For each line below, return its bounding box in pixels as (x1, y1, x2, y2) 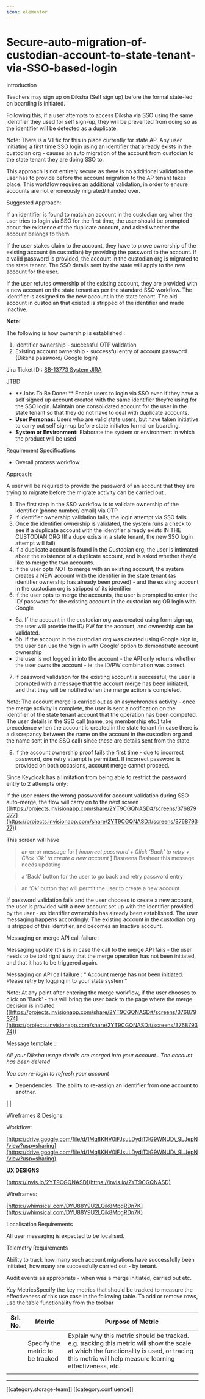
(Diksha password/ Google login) (15, 354, 98, 361)
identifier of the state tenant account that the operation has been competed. (6, 711, 198, 718)
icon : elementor (6, 9, 48, 15)
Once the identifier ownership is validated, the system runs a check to (15, 520, 192, 527)
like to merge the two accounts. (15, 559, 95, 566)
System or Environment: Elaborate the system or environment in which (15, 428, 195, 436)
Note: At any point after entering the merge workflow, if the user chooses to (6, 989, 196, 996)
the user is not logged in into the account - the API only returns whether (15, 655, 196, 662)
